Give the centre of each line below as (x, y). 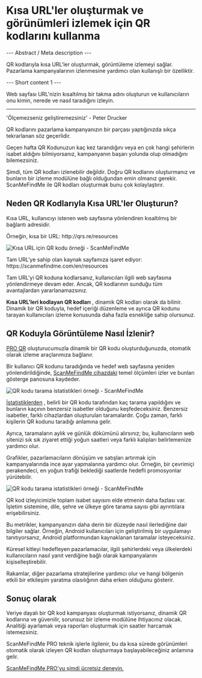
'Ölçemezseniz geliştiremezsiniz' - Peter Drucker (67, 117)
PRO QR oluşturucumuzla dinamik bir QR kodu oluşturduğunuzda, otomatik (99, 348)
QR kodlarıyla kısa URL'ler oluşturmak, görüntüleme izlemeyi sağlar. (90, 64)
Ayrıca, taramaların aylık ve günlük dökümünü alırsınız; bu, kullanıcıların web (100, 433)
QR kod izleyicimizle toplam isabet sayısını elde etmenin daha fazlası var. (96, 500)
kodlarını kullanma (53, 36)
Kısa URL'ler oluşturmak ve (75, 11)
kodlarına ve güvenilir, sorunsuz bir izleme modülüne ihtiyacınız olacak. (94, 620)
